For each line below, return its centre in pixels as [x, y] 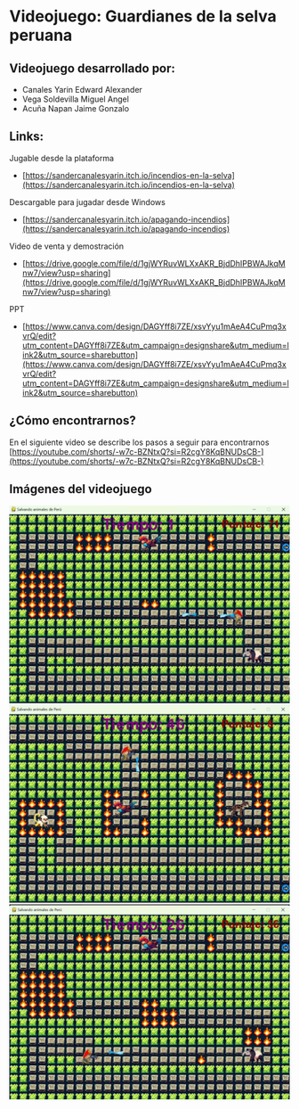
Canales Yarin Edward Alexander [82, 90]
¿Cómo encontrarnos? [73, 421]
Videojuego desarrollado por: [93, 68]
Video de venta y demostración [67, 246]
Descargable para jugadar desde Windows [88, 201]
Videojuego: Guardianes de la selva [143, 16]
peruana [41, 35]
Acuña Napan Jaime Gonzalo [76, 108]
